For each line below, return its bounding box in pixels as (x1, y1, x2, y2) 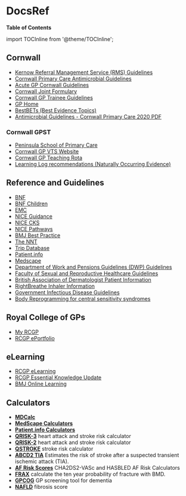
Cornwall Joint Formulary (14, 88, 77, 95)
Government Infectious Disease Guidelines (14, 288, 120, 296)
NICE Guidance (14, 212, 52, 220)
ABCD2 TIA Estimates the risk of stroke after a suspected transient (14, 452, 179, 459)
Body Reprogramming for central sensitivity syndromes (14, 295, 151, 302)
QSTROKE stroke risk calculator (14, 445, 94, 452)
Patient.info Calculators (14, 426, 76, 433)
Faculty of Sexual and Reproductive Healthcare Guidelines (14, 270, 159, 277)
